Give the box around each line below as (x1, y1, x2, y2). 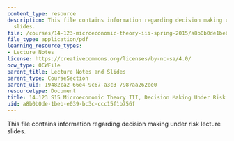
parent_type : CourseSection (7, 74, 89, 82)
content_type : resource (7, 10, 77, 17)
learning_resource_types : (7, 42, 82, 49)
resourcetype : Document (7, 88, 77, 94)
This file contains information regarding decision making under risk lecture (7, 119, 221, 128)
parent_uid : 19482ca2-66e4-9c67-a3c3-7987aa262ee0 (7, 81, 157, 88)
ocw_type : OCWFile (7, 62, 61, 69)
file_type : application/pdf (7, 36, 89, 43)
